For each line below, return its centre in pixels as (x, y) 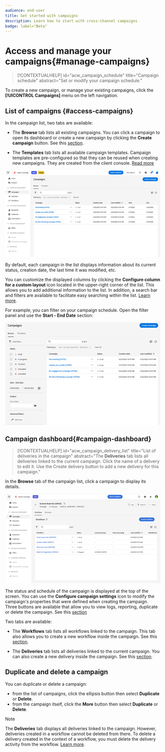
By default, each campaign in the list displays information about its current (81, 265)
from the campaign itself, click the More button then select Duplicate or (85, 704)
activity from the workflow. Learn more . (45, 744)
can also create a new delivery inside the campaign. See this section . (82, 656)
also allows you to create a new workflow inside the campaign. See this (85, 636)
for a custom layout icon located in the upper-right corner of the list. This (80, 285)
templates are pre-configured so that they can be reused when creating (85, 158)
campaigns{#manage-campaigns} (78, 62)
